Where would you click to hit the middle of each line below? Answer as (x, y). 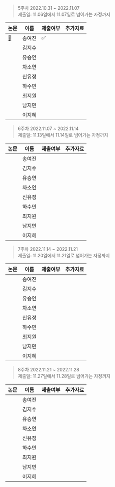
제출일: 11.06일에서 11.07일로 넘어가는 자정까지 (64, 14)
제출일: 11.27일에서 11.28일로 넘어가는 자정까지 (64, 376)
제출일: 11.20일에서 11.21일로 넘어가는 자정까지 (64, 256)
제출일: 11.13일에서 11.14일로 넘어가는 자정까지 (63, 135)
